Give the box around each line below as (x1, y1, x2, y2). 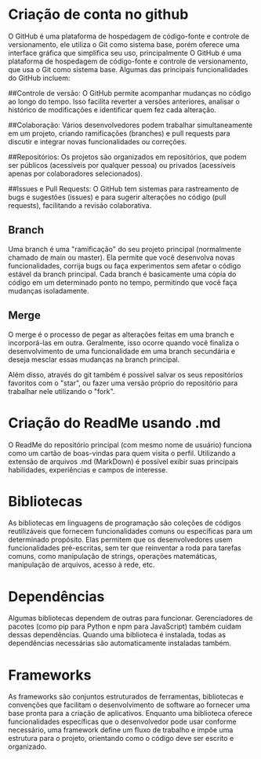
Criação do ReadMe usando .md (8, 414, 221, 432)
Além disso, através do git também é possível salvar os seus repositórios (8, 370, 244, 379)
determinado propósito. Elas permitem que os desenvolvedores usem (8, 535, 233, 545)
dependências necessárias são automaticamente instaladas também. (8, 638, 231, 648)
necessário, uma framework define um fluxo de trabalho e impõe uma (8, 725, 234, 735)
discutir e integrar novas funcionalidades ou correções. (8, 137, 187, 146)
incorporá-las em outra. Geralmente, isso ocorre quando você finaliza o (8, 338, 240, 347)
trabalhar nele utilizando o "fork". (8, 386, 115, 396)
